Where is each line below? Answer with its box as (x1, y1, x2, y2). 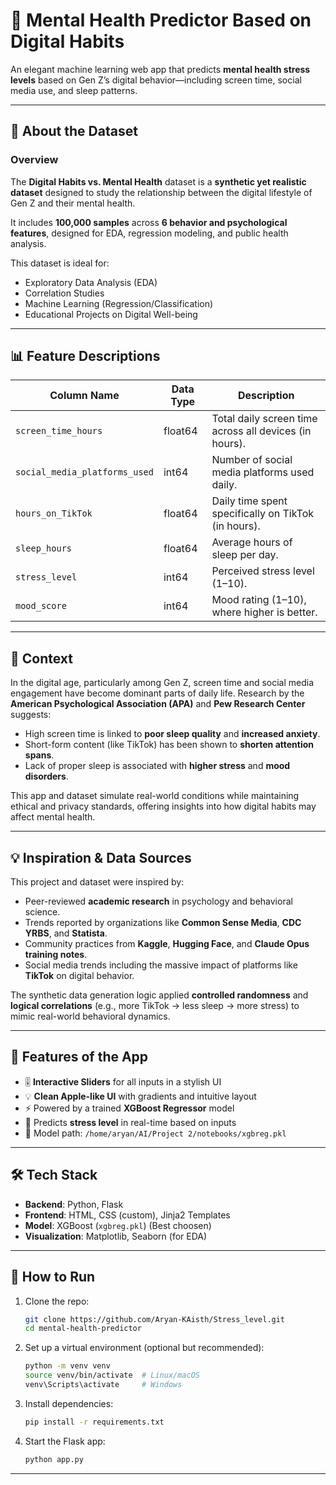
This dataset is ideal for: (10, 257, 110, 269)
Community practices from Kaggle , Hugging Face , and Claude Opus (24, 938, 310, 950)
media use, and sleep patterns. (10, 84, 138, 96)
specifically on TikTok (211, 507, 315, 521)
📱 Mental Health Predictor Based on (10, 9, 312, 32)
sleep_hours (15, 543, 73, 554)
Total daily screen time (211, 412, 318, 426)
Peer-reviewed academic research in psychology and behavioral (24, 895, 293, 908)
